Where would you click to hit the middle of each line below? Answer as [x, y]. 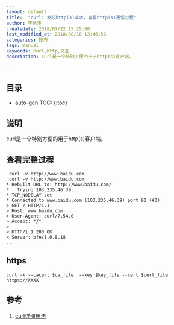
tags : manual [23, 46]
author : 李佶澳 [24, 23]
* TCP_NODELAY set [29, 195]
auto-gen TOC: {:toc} [41, 103]
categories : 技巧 [27, 40]
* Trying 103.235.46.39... [43, 190]
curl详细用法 [30, 316]
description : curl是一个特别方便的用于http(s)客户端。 [70, 57]
